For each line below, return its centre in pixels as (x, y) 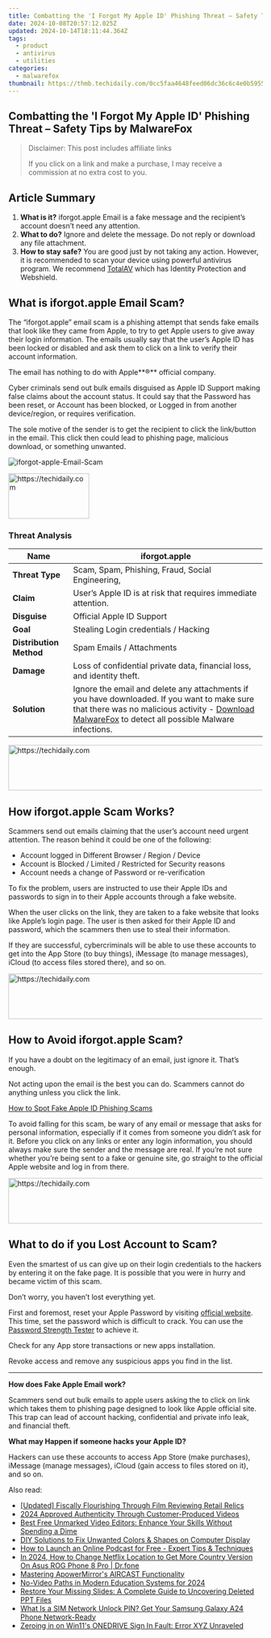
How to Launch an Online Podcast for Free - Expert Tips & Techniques (137, 1548)
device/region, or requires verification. (72, 414)
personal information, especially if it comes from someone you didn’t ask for (135, 1132)
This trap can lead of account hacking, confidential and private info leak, (129, 1417)
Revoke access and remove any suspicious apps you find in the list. (121, 1361)
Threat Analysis (40, 535)
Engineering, (97, 580)
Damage (29, 671)
